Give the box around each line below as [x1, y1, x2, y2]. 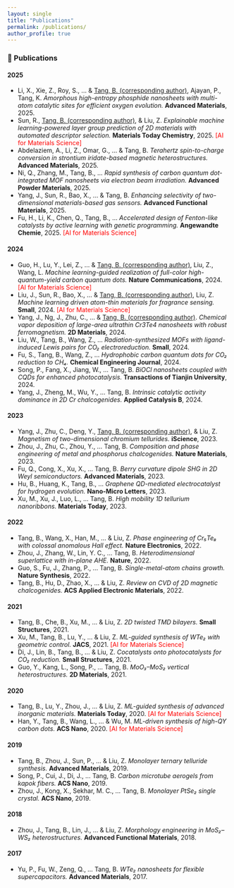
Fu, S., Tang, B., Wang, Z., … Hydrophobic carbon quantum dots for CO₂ [17, 350, 228, 359]
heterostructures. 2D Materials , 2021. [17, 670, 127, 679]
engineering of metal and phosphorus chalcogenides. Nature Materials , [17, 449, 228, 458]
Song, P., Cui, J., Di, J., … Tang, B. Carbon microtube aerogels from [17, 771, 214, 779]
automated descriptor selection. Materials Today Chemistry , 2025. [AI [17, 131, 224, 140]
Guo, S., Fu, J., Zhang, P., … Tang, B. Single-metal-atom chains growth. [17, 563, 226, 572]
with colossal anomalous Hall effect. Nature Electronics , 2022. [17, 541, 202, 550]
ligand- [204, 335, 226, 344]
